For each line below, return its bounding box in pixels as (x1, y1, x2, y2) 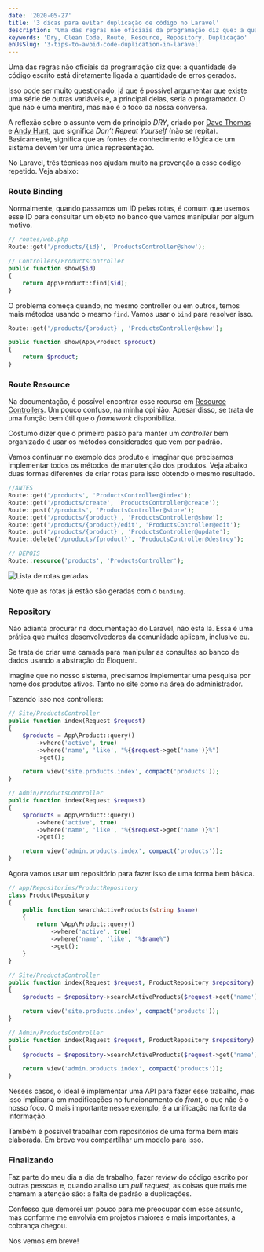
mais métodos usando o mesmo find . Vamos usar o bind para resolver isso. (8, 309, 254, 318)
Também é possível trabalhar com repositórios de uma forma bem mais (8, 1127, 239, 1136)
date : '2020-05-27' (8, 11, 72, 20)
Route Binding (8, 186, 63, 197)
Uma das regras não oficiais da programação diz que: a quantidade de (8, 62, 236, 72)
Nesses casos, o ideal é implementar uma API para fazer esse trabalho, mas (8, 1086, 255, 1096)
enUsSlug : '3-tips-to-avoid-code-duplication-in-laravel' (8, 41, 202, 49)
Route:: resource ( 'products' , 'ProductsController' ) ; (8, 557, 185, 565)
